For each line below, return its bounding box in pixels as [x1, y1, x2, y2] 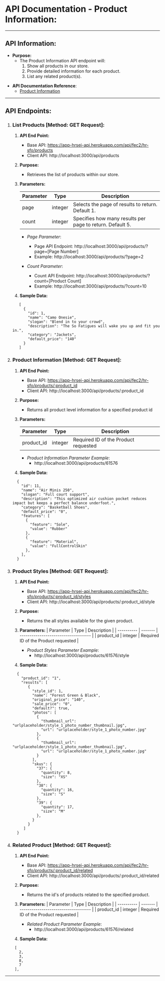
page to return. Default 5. [73, 221, 132, 228]
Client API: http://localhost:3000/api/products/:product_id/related [27, 873, 160, 879]
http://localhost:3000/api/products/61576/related [34, 927, 134, 932]
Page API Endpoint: [34, 243, 74, 249]
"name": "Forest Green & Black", [32, 693, 101, 698]
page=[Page [34, 249, 60, 255]
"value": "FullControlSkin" [30, 543, 87, 548]
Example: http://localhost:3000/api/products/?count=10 [34, 283, 147, 289]
